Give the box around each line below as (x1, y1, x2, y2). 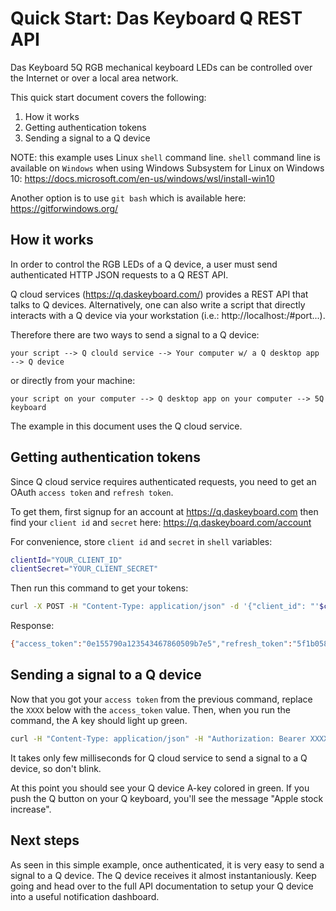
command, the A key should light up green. (10, 714, 188, 726)
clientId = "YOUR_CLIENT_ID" (10, 555, 123, 565)
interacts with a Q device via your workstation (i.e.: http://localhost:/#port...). (10, 309, 326, 321)
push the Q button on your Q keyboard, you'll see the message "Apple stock (10, 792, 324, 804)
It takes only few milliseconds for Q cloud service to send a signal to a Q (10, 752, 308, 764)
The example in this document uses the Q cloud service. (10, 420, 243, 432)
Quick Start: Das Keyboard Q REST (10, 7, 303, 30)
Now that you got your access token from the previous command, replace (10, 693, 313, 705)
